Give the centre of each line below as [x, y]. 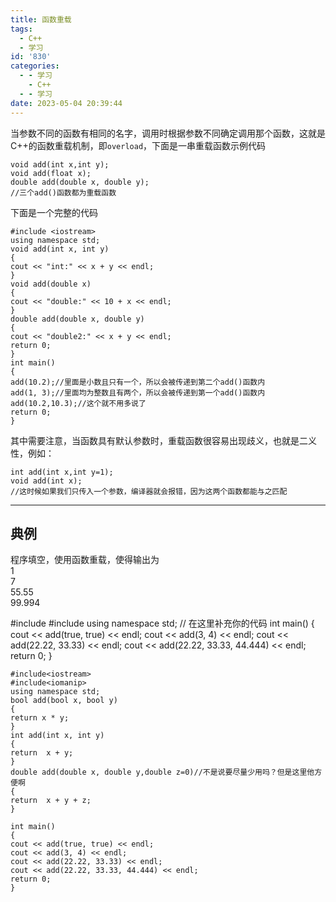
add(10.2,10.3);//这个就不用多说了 [78, 403]
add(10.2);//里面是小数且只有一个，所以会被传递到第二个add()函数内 [138, 382]
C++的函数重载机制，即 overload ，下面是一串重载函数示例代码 [138, 145]
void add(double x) [51, 284]
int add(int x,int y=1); [62, 472]
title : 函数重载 [41, 19]
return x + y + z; [51, 801]
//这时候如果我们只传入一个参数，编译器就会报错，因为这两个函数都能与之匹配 [149, 491]
